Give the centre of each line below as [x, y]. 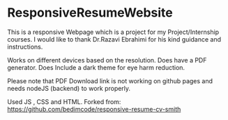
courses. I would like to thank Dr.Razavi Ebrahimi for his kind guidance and [114, 39]
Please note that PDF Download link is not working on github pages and [110, 80]
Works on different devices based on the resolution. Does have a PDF [107, 60]
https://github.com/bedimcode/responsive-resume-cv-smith [94, 109]
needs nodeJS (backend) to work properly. [69, 88]
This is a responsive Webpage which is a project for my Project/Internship [113, 32]
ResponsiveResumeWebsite [90, 13]
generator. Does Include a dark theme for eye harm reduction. [96, 67]
